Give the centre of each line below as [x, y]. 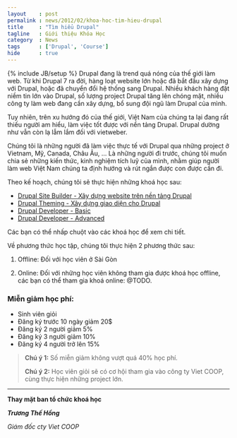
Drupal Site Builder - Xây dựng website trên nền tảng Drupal [104, 196]
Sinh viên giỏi [37, 314]
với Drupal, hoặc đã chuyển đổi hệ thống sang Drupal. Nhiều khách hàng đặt [119, 88]
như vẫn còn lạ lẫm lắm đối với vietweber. [68, 132]
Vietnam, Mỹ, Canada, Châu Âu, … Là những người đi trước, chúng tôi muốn [117, 153]
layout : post [33, 14]
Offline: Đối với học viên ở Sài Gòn [67, 259]
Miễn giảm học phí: [41, 299]
